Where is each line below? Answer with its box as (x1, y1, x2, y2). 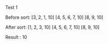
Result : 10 (5, 34, 27, 40)
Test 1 (5, 5, 18, 10)
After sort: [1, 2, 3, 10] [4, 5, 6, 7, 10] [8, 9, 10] (5, 24, 100, 30)
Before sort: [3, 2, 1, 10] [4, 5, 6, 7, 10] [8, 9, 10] (5, 14, 103, 20)
